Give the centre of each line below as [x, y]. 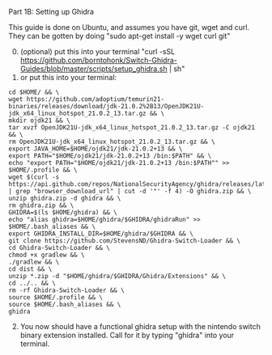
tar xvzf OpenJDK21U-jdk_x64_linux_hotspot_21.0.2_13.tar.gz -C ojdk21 [132, 128]
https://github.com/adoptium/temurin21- [95, 99]
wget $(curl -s [34, 177]
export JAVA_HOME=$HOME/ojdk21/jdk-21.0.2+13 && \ [96, 149]
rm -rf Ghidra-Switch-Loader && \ [67, 290]
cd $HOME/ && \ [34, 92]
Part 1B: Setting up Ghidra [51, 12]
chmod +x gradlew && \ [47, 255]
